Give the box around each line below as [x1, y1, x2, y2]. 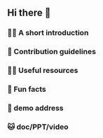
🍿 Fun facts [7, 85, 47, 95]
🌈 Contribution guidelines [7, 47, 97, 57]
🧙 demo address [7, 103, 64, 113]
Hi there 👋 [7, 7, 51, 19]
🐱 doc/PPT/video [7, 122, 69, 132]
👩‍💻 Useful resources [7, 66, 78, 76]
